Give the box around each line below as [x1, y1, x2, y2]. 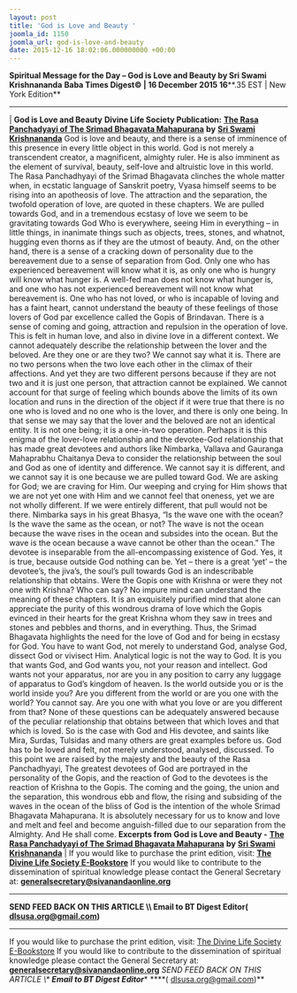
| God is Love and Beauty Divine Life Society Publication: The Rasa [9, 114, 259, 125]
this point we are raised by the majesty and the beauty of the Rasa [9, 754, 251, 765]
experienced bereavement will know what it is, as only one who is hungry [9, 265, 277, 275]
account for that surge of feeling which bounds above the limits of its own [9, 387, 278, 398]
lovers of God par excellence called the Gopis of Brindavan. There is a [9, 312, 264, 323]
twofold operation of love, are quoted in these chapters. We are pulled [9, 199, 265, 210]
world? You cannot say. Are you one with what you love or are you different [9, 697, 283, 708]
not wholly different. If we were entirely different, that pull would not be [9, 500, 268, 511]
